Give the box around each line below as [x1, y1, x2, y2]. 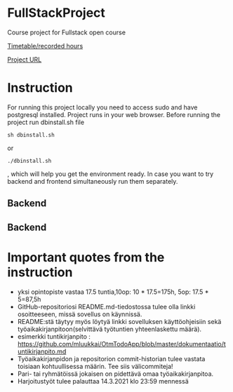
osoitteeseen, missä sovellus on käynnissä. [17, 310, 142, 318]
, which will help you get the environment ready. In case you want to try [7, 170, 214, 178]
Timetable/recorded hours [7, 41, 84, 50]
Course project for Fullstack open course [7, 28, 126, 36]
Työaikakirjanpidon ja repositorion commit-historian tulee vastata [17, 354, 206, 363]
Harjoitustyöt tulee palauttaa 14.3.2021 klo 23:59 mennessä [17, 377, 189, 385]
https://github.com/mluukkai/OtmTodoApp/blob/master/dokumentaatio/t [17, 339, 226, 348]
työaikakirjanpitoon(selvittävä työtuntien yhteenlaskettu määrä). [17, 325, 202, 333]
